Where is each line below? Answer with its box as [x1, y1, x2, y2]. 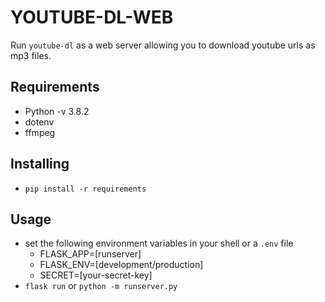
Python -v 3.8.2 [24, 105, 90, 117]
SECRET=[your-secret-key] [39, 269, 153, 281]
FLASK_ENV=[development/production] [39, 259, 204, 271]
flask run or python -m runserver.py [24, 280, 178, 292]
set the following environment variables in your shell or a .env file [24, 237, 294, 250]
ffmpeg [24, 126, 56, 138]
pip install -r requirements [24, 184, 147, 194]
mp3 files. [10, 49, 52, 61]
